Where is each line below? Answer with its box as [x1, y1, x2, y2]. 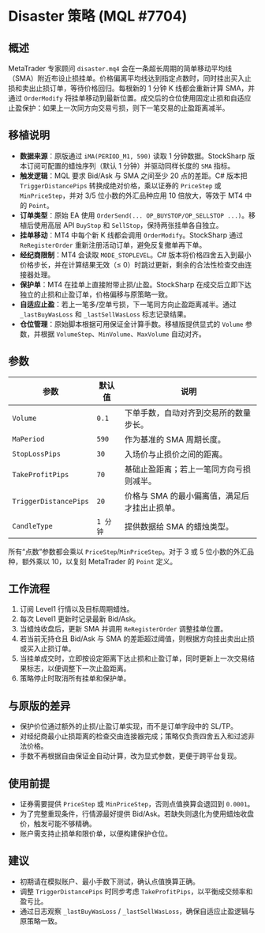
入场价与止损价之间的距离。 [125, 449, 228, 460]
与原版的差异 [8, 699, 71, 712]
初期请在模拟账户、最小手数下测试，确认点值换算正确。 [19, 876, 200, 886]
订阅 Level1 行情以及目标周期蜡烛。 [19, 605, 134, 614]
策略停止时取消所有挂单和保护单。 [19, 673, 131, 683]
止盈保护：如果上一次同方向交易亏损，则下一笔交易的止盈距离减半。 [8, 104, 230, 112]
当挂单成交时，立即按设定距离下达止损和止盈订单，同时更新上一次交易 [19, 654, 248, 663]
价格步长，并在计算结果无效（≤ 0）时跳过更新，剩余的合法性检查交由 [19, 260, 245, 269]
